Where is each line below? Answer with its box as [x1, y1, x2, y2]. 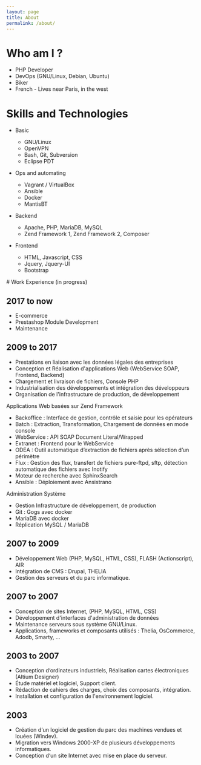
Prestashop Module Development [15, 318, 99, 326]
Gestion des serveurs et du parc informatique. [15, 574, 130, 581]
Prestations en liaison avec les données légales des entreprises [15, 358, 174, 366]
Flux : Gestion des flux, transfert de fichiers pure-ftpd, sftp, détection [15, 459, 188, 466]
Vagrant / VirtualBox [24, 181, 74, 188]
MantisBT [24, 200, 48, 208]
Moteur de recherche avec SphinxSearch [15, 471, 118, 479]
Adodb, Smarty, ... [15, 633, 61, 640]
